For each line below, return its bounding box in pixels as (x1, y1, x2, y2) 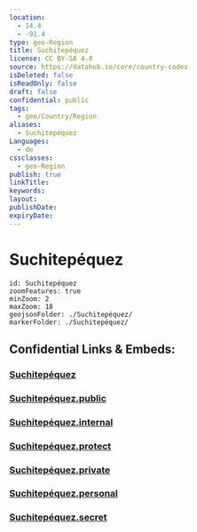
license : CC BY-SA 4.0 (9, 54, 93, 63)
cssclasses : (9, 153, 53, 163)
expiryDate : (9, 210, 53, 220)
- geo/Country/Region (17, 112, 98, 121)
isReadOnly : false (9, 79, 77, 88)
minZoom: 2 (9, 294, 50, 303)
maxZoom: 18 (9, 302, 53, 311)
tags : (9, 104, 29, 113)
